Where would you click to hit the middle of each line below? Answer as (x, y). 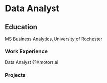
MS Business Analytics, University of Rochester (54, 39)
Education (21, 27)
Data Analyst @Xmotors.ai (32, 62)
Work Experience (27, 51)
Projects (15, 75)
